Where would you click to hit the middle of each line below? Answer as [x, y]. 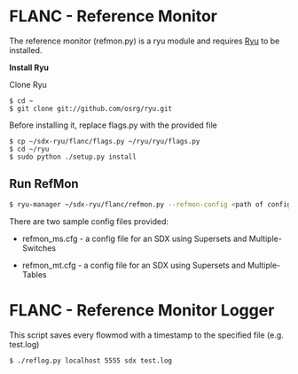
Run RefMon [44, 184]
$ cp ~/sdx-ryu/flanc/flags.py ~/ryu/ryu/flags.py [105, 141]
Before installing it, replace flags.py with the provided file [113, 125]
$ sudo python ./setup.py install [73, 157]
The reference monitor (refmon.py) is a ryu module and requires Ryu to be [145, 41]
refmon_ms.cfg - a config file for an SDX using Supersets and [134, 238]
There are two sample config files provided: [89, 221]
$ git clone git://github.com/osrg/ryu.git [91, 108]
